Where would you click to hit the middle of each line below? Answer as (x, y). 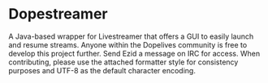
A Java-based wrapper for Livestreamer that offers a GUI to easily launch (131, 36)
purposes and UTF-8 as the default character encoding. (102, 70)
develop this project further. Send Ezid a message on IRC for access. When (134, 53)
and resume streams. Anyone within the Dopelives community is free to (128, 44)
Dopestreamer (58, 14)
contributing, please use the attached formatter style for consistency (123, 62)
